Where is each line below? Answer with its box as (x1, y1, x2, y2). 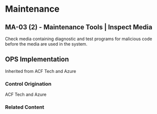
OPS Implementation (5, 55, 69, 64)
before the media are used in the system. (5, 41, 88, 47)
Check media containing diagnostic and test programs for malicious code (5, 36, 153, 42)
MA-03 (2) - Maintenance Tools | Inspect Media (5, 23, 153, 31)
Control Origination (5, 80, 52, 87)
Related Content (5, 104, 45, 111)
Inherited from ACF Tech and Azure (5, 68, 77, 74)
